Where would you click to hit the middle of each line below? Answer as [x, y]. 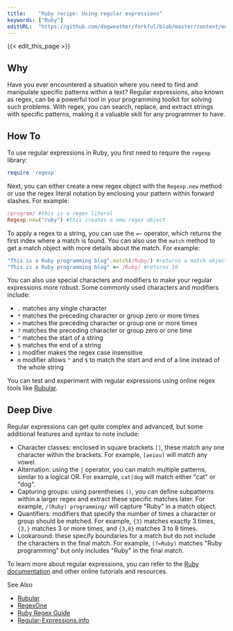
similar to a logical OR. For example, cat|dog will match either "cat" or [116, 477]
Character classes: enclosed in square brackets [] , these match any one [121, 447]
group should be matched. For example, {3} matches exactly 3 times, [116, 521]
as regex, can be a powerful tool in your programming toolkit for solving [110, 100]
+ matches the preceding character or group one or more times [107, 323]
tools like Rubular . [33, 388]
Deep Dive [30, 410]
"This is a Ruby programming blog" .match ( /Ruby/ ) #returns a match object [118, 261]
